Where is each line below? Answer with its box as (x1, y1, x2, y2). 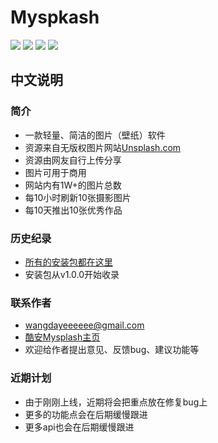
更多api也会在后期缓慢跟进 (24, 421, 135, 433)
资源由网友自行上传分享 (24, 154, 122, 166)
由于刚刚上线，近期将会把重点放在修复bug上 (24, 396, 208, 408)
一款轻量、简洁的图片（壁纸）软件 (24, 129, 166, 141)
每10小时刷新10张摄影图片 (24, 191, 132, 203)
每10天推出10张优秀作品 (24, 204, 123, 216)
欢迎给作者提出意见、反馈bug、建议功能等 (24, 344, 200, 356)
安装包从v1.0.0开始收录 (24, 268, 120, 280)
